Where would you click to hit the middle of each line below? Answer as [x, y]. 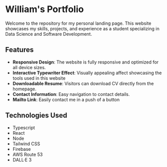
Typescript [24, 128]
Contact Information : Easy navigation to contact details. [71, 94]
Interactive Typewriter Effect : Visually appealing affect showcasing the [87, 73]
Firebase [22, 149]
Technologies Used [36, 115]
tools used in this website [39, 78]
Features [19, 50]
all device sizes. [29, 67]
